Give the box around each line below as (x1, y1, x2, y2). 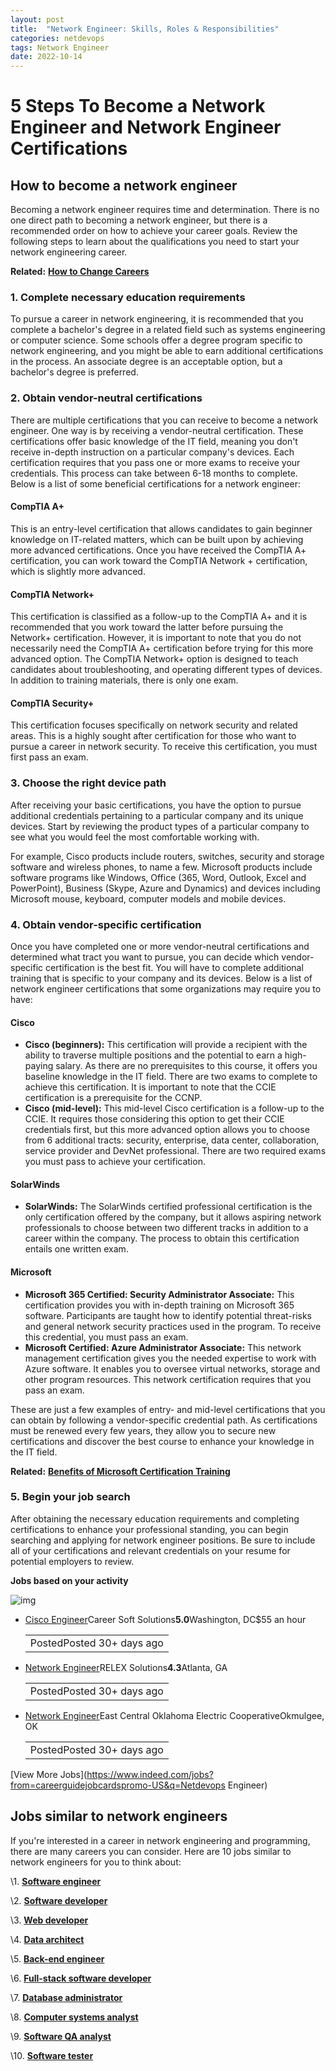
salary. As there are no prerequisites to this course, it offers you (55, 1060, 318, 1072)
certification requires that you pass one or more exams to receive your (10, 456, 301, 468)
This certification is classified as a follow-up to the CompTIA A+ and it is (10, 611, 308, 623)
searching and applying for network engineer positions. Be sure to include (10, 1534, 316, 1546)
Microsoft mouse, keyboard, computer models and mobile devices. (10, 892, 287, 905)
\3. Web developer (10, 1914, 89, 1926)
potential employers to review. (10, 1555, 135, 1567)
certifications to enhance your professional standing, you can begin (10, 1523, 289, 1535)
